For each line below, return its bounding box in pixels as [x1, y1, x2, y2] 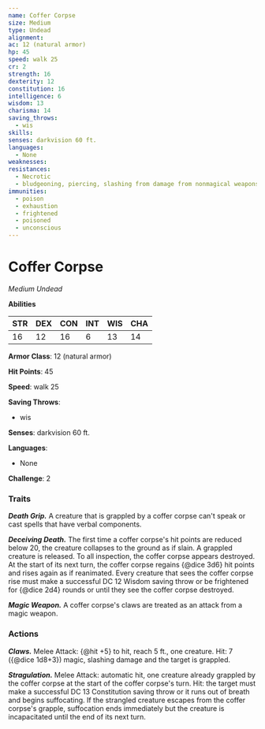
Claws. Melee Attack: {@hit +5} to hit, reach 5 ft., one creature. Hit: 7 [8, 646, 233, 656]
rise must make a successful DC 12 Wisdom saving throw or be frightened [8, 577, 248, 586]
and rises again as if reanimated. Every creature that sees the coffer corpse [8, 568, 254, 578]
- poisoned [15, 217, 51, 225]
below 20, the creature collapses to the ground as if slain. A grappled [8, 543, 233, 552]
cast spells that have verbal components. [8, 519, 142, 529]
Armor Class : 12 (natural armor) [8, 351, 112, 361]
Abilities [8, 299, 36, 308]
